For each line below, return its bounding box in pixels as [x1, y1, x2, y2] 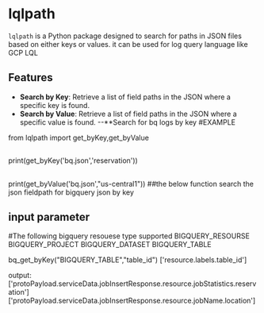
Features [8, 71, 53, 84]
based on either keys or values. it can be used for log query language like [8, 39, 248, 48]
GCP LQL [8, 48, 38, 57]
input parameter [8, 210, 90, 223]
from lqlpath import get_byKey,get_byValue [8, 133, 149, 142]
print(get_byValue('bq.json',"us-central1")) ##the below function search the [8, 179, 254, 188]
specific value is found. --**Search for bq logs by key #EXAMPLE [19, 117, 236, 127]
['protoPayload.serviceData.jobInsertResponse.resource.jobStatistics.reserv [8, 279, 257, 288]
